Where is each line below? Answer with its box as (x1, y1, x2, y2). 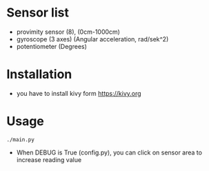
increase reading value (16, 155, 82, 163)
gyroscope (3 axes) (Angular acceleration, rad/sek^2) (16, 34, 169, 43)
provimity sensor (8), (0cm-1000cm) (16, 28, 120, 36)
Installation (6, 67, 72, 82)
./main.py (6, 136, 35, 143)
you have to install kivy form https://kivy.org (16, 89, 142, 97)
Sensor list (6, 5, 70, 21)
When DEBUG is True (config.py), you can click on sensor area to (16, 148, 203, 157)
